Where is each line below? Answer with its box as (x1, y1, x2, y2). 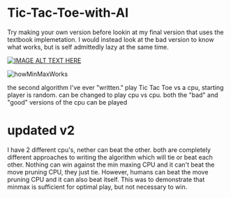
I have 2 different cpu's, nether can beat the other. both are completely (7, 145, 211, 154)
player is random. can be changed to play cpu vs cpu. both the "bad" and (7, 91, 218, 99)
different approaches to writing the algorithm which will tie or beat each (7, 153, 213, 161)
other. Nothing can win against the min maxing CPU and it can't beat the (7, 160, 215, 169)
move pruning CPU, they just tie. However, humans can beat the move (7, 167, 209, 176)
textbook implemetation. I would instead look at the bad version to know (7, 35, 214, 43)
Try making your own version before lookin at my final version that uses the (7, 28, 224, 36)
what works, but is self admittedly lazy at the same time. (7, 43, 169, 51)
